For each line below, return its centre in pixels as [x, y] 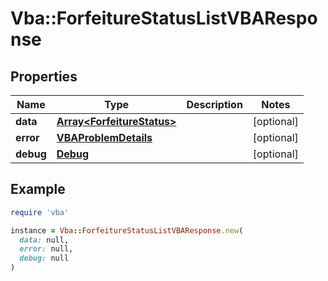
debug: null [44, 258]
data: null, [44, 240]
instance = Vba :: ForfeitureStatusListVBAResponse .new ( [127, 230]
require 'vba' [40, 212]
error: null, [46, 249]
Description [214, 104]
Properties [44, 76]
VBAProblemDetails [104, 137]
